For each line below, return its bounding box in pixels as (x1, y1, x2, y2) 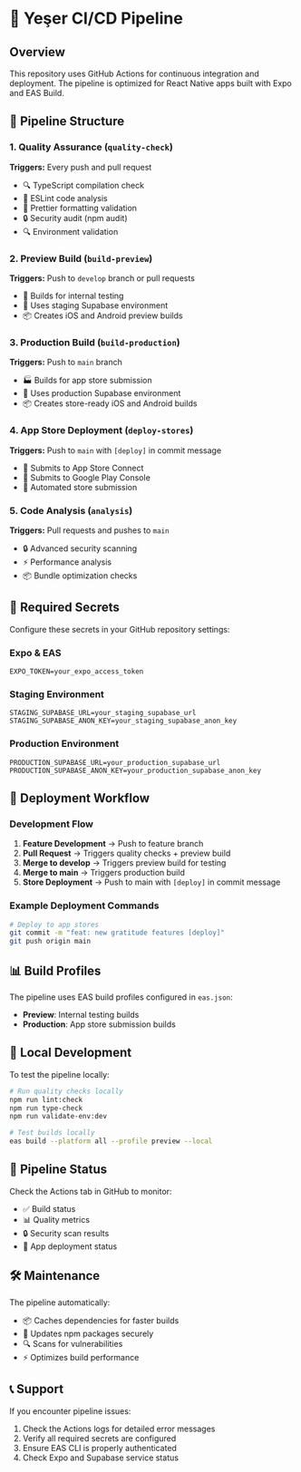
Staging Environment (9, 688, 104, 701)
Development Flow (9, 818, 93, 830)
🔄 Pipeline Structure (9, 113, 125, 130)
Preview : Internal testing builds (22, 1010, 140, 1020)
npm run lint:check (9, 1095, 83, 1104)
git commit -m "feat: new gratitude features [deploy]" (9, 928, 225, 937)
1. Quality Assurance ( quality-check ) (9, 140, 174, 153)
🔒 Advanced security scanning (22, 543, 138, 554)
